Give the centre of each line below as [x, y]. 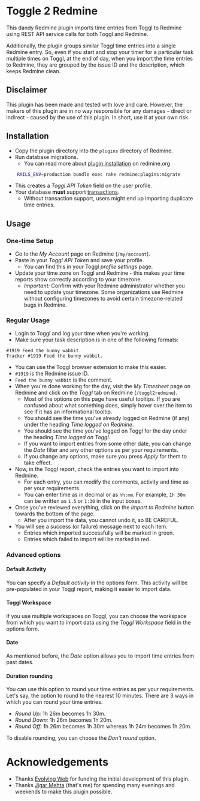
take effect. [38, 463]
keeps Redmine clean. [34, 71]
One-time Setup [30, 241]
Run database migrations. [46, 157]
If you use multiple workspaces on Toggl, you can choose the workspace [96, 616]
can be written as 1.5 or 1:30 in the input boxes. [83, 501]
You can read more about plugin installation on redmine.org [97, 163]
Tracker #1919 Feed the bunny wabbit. [54, 356]
